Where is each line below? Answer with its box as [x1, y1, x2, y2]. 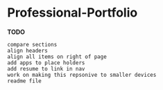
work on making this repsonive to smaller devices [7, 71, 157, 78]
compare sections [7, 41, 58, 48]
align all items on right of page [7, 53, 108, 60]
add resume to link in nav [7, 65, 85, 72]
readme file [7, 78, 42, 84]
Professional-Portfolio [7, 5, 138, 21]
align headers [7, 47, 49, 54]
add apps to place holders [7, 59, 85, 66]
